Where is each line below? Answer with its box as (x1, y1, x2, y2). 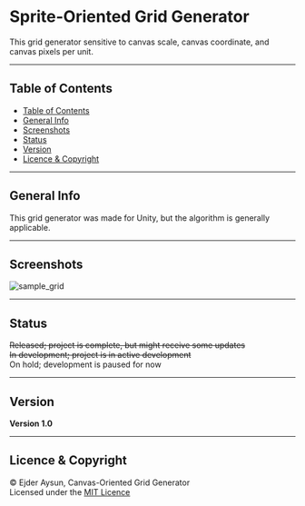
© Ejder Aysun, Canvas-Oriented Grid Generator (9, 477, 191, 488)
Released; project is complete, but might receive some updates (9, 340, 246, 351)
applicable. (9, 222, 51, 233)
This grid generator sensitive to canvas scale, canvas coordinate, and (9, 36, 270, 47)
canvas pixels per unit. (9, 45, 93, 56)
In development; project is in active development (9, 350, 192, 361)
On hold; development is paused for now (9, 359, 162, 370)
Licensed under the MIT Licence (9, 486, 131, 497)
